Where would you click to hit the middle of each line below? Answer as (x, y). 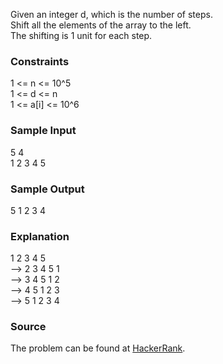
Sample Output (47, 189)
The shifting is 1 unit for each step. (81, 35)
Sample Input (43, 131)
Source (28, 327)
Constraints (40, 61)
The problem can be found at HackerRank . (98, 348)
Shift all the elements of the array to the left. (101, 25)
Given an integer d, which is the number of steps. (111, 14)
